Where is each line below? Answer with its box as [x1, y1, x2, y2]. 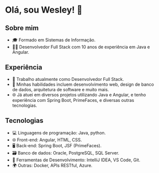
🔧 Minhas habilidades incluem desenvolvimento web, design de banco [12, 81, 154, 87]
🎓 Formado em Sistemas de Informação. [12, 37, 96, 43]
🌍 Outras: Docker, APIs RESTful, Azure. [12, 162, 93, 168]
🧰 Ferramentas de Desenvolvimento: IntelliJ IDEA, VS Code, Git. [12, 157, 140, 163]
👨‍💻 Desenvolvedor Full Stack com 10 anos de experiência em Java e [12, 44, 150, 50]
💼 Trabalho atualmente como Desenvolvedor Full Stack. [12, 76, 124, 82]
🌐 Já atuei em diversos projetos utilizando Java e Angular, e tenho [12, 92, 146, 97]
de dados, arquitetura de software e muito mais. [12, 86, 109, 92]
